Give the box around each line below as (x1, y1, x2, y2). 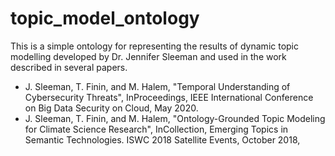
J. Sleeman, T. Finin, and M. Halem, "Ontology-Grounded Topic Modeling (24, 112, 326, 124)
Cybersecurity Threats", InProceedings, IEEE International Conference (24, 91, 314, 103)
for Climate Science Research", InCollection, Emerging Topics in (24, 123, 289, 135)
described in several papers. (10, 61, 128, 73)
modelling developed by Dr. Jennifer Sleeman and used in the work (10, 50, 287, 62)
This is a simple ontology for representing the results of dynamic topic (10, 40, 300, 52)
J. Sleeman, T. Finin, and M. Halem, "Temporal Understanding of (24, 80, 291, 92)
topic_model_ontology (10, 7, 200, 30)
